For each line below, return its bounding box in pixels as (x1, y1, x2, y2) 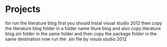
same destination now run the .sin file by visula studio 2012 (5, 36, 127, 42)
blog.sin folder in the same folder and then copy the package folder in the (5, 30, 157, 36)
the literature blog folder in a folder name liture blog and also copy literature (5, 25, 161, 31)
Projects (5, 3, 41, 15)
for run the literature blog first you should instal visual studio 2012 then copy (5, 20, 162, 26)
